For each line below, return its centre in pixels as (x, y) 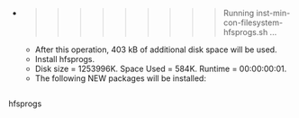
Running (239, 13)
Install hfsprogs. (65, 59)
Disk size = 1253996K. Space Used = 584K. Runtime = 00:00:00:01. (161, 68)
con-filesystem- (253, 23)
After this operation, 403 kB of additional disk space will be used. (156, 50)
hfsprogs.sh (245, 32)
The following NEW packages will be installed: (120, 78)
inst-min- (273, 13)
